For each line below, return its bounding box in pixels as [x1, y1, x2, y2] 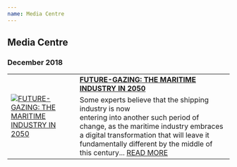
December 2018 [7, 57, 63, 67]
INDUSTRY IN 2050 [79, 84, 146, 94]
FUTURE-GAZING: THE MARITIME [79, 75, 196, 85]
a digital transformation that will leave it [79, 130, 209, 140]
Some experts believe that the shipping [79, 95, 209, 105]
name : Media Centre [7, 10, 65, 18]
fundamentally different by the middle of [79, 139, 213, 149]
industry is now [79, 104, 130, 113]
